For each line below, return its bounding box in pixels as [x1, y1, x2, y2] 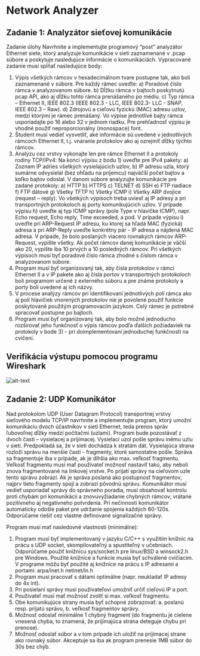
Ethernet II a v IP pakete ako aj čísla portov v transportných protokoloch [14, 271, 191, 278]
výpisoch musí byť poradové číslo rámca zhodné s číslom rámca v [14, 252, 178, 259]
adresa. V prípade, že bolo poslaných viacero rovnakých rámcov [14, 233, 174, 240]
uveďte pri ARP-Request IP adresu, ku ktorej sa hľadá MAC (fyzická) [14, 220, 183, 227]
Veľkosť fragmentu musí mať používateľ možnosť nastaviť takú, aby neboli [6, 461, 188, 468]
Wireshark [6, 361, 47, 371]
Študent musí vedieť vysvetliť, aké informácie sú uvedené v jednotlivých [14, 131, 192, 138]
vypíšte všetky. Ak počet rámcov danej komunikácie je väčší [38, 239, 186, 246]
